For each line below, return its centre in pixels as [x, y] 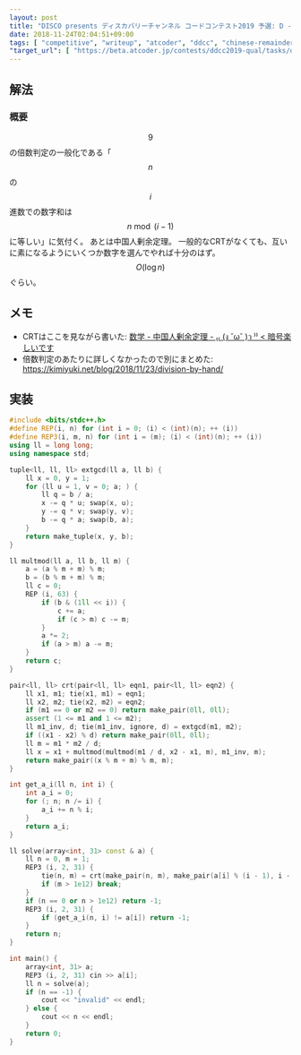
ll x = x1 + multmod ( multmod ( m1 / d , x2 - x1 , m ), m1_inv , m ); [146, 752]
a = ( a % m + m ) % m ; [65, 570]
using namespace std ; [50, 453]
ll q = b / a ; [68, 495]
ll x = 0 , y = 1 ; [58, 478]
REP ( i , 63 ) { [52, 595]
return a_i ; [47, 826]
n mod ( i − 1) [150, 226]
